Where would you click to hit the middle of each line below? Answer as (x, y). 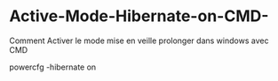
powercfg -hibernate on (53, 67)
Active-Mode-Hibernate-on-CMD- (139, 16)
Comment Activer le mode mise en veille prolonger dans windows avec (139, 40)
